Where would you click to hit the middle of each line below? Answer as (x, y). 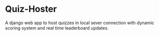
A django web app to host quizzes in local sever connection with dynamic (80, 23)
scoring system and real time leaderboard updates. (57, 28)
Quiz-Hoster (31, 9)
